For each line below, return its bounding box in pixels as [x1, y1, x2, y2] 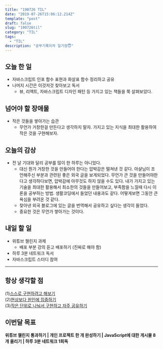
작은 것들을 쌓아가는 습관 [12, 118, 59, 124]
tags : [5, 35, 16, 39]
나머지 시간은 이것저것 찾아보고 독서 [12, 82, 80, 88]
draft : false [5, 20, 32, 26]
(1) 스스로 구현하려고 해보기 [5, 291, 56, 296]
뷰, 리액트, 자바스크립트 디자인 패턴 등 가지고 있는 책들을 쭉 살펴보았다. [19, 89, 153, 95]
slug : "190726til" [5, 25, 42, 30]
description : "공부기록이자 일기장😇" [5, 43, 74, 48]
